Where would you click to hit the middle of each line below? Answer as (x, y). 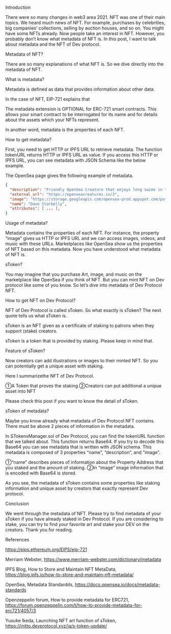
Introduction (18, 7)
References (17, 540)
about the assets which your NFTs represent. (52, 120)
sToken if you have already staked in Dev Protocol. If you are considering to (84, 519)
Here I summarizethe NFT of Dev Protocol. (50, 376)
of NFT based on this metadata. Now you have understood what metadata (83, 249)
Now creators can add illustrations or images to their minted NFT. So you (81, 361)
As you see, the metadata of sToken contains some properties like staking (83, 483)
